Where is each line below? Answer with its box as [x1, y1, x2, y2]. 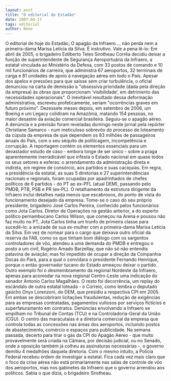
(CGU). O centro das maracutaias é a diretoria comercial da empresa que [5, 316, 159, 322]
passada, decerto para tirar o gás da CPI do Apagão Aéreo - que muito [5, 332, 154, 338]
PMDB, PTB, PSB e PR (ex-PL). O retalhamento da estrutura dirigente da [5, 186, 156, 192]
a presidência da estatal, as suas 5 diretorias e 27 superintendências [5, 170, 149, 176]
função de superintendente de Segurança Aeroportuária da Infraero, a [5, 56, 153, 63]
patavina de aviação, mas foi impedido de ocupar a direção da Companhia [5, 251, 161, 257]
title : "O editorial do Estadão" [5, 12, 76, 17]
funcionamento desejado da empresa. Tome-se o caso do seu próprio [5, 197, 152, 203]
